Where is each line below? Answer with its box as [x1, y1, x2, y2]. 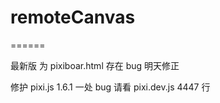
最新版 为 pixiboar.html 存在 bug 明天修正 [10, 59, 180, 71]
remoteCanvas [10, 6, 136, 29]
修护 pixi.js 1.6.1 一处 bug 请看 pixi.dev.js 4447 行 [10, 81, 211, 93]
